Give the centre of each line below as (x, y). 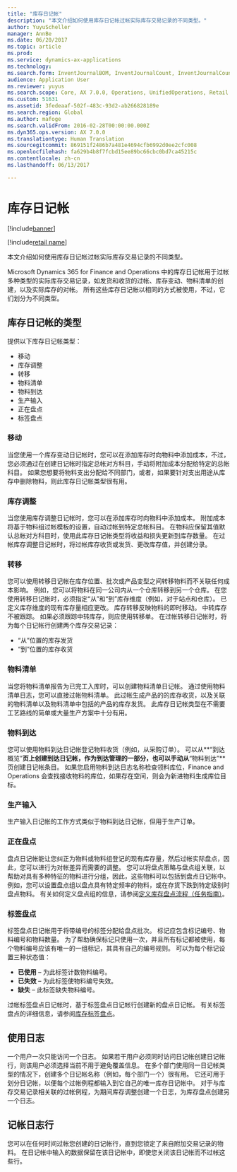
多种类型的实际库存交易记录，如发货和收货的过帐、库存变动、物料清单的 (112, 281)
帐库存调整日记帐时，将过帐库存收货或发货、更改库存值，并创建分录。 (109, 544)
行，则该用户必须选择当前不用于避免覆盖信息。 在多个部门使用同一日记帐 (113, 1065)
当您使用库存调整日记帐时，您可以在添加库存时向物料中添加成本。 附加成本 (116, 518)
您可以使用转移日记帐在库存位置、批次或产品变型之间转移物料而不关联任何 (115, 581)
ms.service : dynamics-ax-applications (64, 60)
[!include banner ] (31, 228)
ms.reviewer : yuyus (36, 86)
